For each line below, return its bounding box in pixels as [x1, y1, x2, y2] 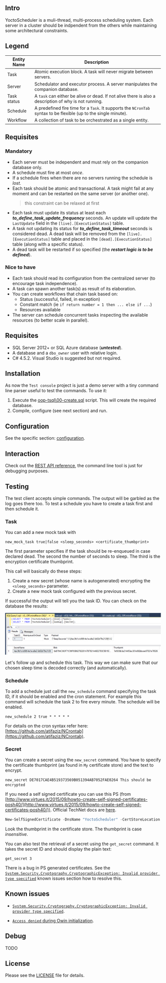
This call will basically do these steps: [5, 568, 82, 574]
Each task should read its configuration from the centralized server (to [12, 275, 156, 281]
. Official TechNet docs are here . [50, 807, 117, 813]
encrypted [5, 782, 26, 787]
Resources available [19, 306, 61, 313]
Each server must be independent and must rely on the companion [12, 159, 149, 165]
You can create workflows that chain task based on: [12, 291, 118, 297]
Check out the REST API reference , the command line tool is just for [5, 463, 143, 469]
